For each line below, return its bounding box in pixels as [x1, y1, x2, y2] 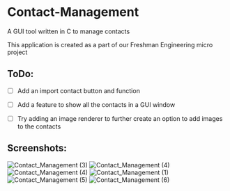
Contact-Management [7, 4, 139, 20]
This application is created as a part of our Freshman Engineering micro [7, 40, 213, 49]
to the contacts [17, 122, 61, 131]
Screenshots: [7, 142, 68, 154]
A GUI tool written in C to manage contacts [7, 27, 130, 35]
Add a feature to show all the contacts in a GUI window [17, 100, 176, 108]
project [7, 48, 28, 56]
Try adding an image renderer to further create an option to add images [17, 114, 223, 122]
